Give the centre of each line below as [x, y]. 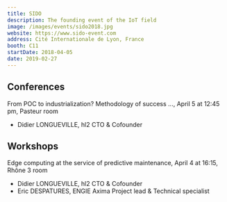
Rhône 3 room [27, 170]
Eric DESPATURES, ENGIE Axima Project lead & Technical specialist [113, 191]
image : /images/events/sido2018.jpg [60, 26]
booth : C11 [23, 46]
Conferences [36, 87]
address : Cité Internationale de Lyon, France [76, 40]
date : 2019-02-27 [32, 59]
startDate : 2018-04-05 [40, 53]
